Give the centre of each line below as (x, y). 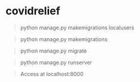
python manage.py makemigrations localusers (77, 28)
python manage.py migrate (54, 51)
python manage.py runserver (56, 62)
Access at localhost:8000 (52, 74)
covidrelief (33, 11)
